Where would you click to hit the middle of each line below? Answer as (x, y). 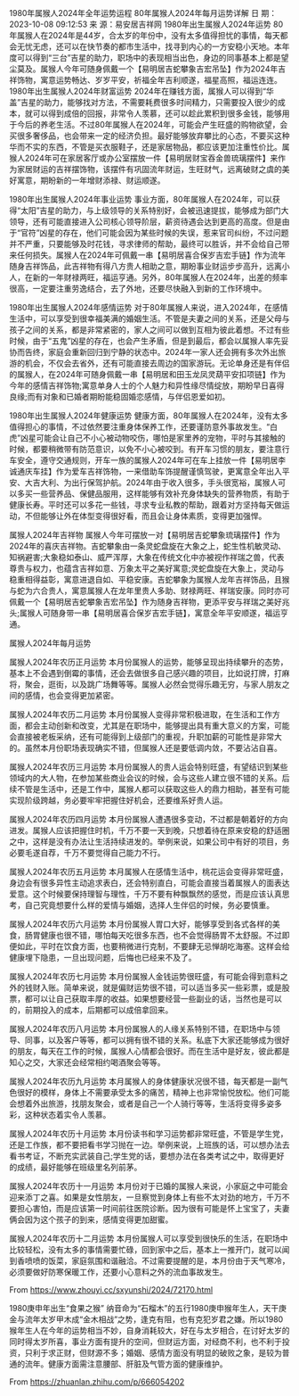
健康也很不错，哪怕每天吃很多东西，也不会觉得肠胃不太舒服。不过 (161, 935)
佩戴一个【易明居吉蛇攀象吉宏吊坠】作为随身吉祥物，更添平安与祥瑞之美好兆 (149, 602)
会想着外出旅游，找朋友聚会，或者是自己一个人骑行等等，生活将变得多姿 (141, 1103)
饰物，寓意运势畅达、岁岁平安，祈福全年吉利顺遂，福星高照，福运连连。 (149, 80)
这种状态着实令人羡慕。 (68, 1115)
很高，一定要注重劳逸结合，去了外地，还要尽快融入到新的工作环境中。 (138, 289)
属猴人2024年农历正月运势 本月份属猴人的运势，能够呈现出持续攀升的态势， (149, 662)
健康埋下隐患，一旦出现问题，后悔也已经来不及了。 (103, 958)
